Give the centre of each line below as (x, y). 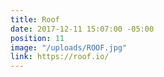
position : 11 (37, 38)
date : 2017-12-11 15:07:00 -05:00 (82, 29)
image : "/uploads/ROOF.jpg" (69, 47)
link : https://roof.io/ (60, 57)
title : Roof (35, 19)
